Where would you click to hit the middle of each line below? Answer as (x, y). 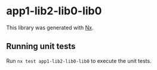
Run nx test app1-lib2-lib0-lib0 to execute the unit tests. (79, 60)
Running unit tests (41, 46)
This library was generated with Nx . (50, 28)
